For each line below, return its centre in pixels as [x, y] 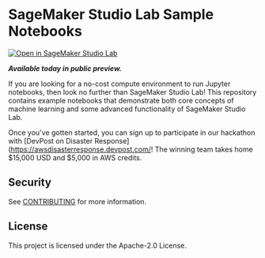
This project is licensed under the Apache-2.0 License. [98, 245]
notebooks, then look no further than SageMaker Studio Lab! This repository [132, 92]
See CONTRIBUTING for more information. [78, 201]
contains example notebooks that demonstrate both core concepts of [121, 100]
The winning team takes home [204, 149]
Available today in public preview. [65, 68]
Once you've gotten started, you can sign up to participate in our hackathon [132, 133]
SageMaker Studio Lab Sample [111, 15]
